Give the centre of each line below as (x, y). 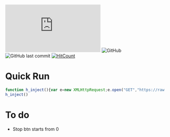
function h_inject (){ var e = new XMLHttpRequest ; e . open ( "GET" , (71, 90)
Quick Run (27, 76)
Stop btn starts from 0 (36, 129)
